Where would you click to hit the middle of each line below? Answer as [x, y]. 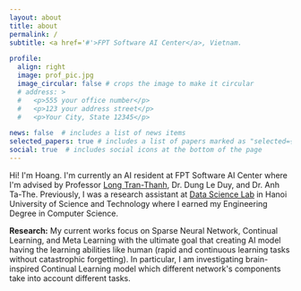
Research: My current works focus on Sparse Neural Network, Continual [144, 230]
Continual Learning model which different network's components [161, 269]
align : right [42, 67]
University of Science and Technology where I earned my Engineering [138, 203]
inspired [24, 269]
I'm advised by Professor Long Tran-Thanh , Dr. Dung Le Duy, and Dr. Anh [145, 184]
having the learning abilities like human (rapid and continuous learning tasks [150, 249]
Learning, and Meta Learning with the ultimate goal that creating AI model [145, 240]
